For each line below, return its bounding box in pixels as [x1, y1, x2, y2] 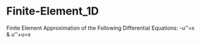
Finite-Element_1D [6, 4, 99, 18]
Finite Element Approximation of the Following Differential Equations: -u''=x [6, 24, 195, 31]
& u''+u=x [6, 30, 31, 38]
